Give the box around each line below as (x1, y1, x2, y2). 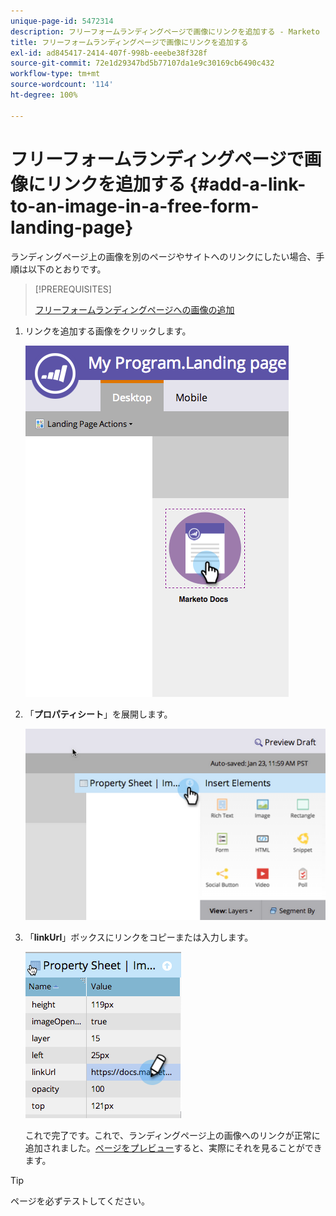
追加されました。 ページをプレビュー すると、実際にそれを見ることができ (24, 1141, 323, 1154)
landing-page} (10, 216, 134, 239)
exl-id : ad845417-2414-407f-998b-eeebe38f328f (10, 48, 208, 58)
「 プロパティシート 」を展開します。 (24, 708, 173, 720)
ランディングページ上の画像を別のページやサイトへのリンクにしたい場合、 (10, 250, 317, 262)
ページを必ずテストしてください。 (10, 1195, 150, 1207)
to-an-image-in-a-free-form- (10, 195, 260, 217)
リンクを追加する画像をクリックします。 (24, 325, 192, 337)
